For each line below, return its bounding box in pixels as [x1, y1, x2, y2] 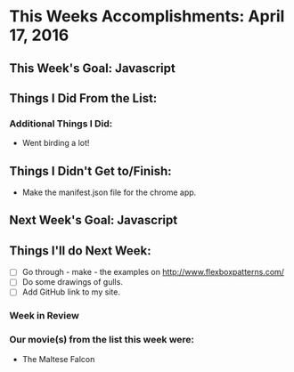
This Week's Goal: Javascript [9, 61, 176, 76]
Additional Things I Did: [9, 117, 113, 130]
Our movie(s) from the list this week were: [9, 334, 194, 346]
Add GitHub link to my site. [21, 287, 120, 297]
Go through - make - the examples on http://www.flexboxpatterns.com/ [21, 267, 285, 278]
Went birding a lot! [21, 138, 90, 149]
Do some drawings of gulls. [21, 277, 123, 287]
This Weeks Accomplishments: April [9, 6, 285, 27]
